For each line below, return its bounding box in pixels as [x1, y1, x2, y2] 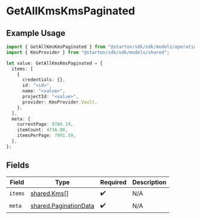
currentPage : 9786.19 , [17, 121, 74, 127]
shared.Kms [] [30, 190, 69, 198]
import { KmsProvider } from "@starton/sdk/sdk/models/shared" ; [6, 49, 170, 55]
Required [100, 178, 127, 186]
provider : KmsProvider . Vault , [22, 99, 98, 105]
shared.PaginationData [30, 202, 95, 210]
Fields [6, 160, 30, 171]
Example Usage [6, 28, 66, 38]
